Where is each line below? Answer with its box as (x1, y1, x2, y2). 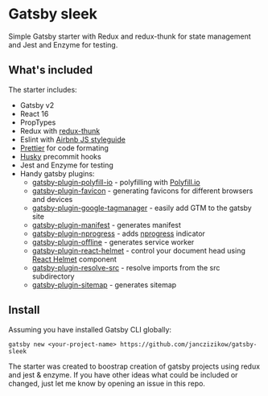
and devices (31, 194, 73, 204)
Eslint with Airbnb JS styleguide (19, 134, 126, 144)
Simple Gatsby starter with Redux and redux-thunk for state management (8, 31, 251, 41)
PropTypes (19, 118, 56, 127)
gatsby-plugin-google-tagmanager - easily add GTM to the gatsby (31, 203, 252, 212)
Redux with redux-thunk (19, 126, 101, 135)
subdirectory (31, 271, 75, 281)
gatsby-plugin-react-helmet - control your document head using (31, 245, 245, 255)
